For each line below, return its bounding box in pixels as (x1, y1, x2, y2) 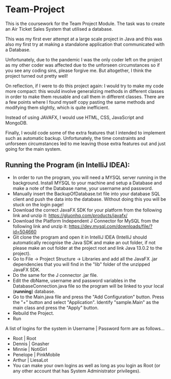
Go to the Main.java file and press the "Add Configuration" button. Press (12, 294, 164, 300)
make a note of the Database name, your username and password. (12, 185, 153, 191)
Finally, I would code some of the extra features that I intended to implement (5, 129, 166, 136)
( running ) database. (12, 288, 56, 294)
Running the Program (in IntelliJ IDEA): (5, 161, 130, 170)
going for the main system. (5, 146, 62, 152)
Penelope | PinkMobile (12, 351, 60, 358)
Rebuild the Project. (12, 310, 55, 316)
